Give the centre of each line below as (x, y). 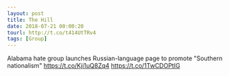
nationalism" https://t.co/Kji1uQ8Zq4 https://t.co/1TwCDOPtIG (94, 66)
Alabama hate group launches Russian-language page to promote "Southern (115, 58)
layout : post (26, 13)
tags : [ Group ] (27, 39)
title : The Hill (30, 20)
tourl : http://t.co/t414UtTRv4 (52, 33)
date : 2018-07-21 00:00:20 (45, 26)
